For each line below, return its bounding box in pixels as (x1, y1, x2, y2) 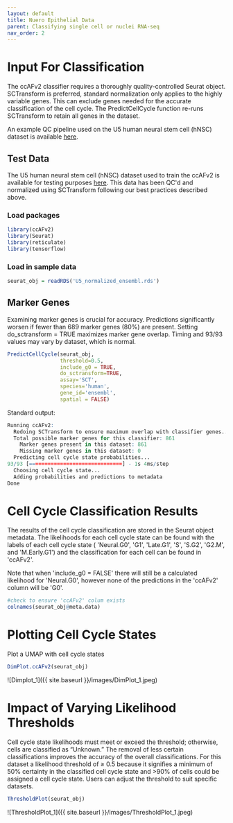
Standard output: (7, 408, 55, 417)
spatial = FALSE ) (60, 396, 110, 403)
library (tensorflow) (7, 245, 67, 252)
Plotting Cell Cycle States (7, 627, 157, 643)
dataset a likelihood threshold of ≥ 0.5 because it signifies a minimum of (7, 760, 213, 768)
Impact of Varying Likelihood (7, 700, 177, 716)
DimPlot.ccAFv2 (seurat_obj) (7, 664, 89, 670)
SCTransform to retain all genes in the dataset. (7, 112, 140, 120)
